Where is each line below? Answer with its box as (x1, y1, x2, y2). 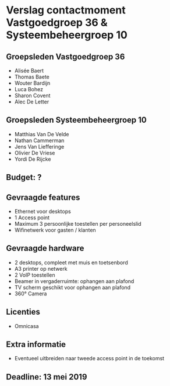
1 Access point (14, 214, 50, 221)
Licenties (6, 307, 41, 317)
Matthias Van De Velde (14, 130, 69, 137)
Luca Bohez (14, 86, 44, 92)
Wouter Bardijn (14, 80, 51, 87)
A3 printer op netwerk (14, 265, 68, 272)
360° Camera (14, 290, 47, 297)
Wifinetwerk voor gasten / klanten (14, 226, 96, 234)
